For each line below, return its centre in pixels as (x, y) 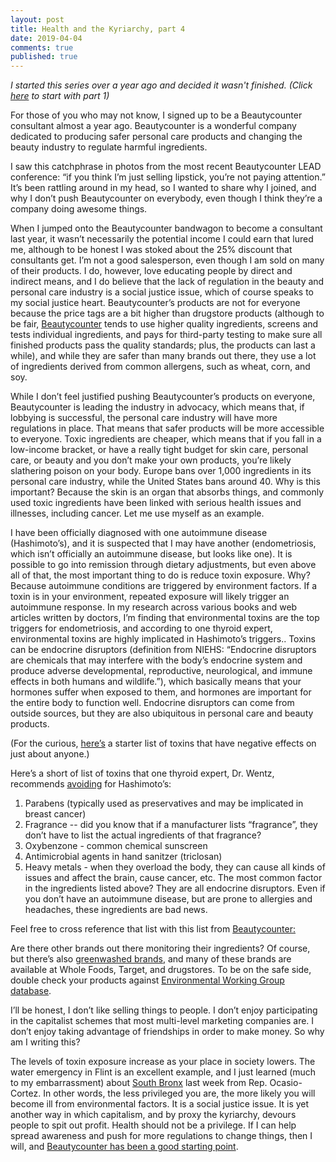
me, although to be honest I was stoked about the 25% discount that (151, 250)
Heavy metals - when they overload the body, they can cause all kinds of (175, 867)
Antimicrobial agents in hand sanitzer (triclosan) (123, 857)
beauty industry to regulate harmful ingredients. (109, 147)
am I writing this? (45, 1042)
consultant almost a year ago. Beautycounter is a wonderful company (153, 126)
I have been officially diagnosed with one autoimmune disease (139, 533)
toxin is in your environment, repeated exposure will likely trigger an (150, 597)
